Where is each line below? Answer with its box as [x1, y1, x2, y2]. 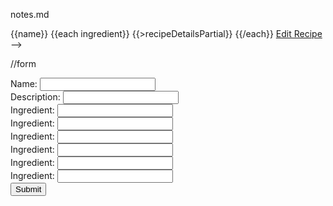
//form [10, 58, 37, 69]
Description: [10, 91, 61, 103]
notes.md [10, 9, 50, 20]
